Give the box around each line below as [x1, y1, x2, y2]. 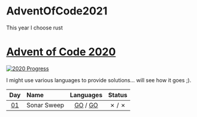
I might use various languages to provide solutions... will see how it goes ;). [6, 76, 192, 83]
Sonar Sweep [26, 101, 65, 109]
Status [108, 91, 128, 99]
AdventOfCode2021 [6, 4, 108, 18]
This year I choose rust [6, 24, 63, 31]
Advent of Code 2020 [6, 45, 116, 59]
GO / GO [74, 101, 98, 109]
